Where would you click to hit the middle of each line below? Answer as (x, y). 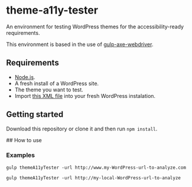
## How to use (24, 140)
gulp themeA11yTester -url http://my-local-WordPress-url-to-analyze (94, 178)
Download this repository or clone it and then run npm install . (82, 129)
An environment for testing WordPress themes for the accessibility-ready (95, 27)
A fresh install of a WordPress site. (57, 83)
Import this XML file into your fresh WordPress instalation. (85, 96)
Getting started (35, 115)
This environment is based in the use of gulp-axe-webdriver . (80, 44)
